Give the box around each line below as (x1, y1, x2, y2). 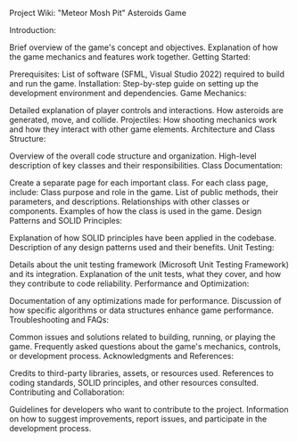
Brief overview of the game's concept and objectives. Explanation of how (9, 42, 278, 53)
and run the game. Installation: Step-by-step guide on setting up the (9, 78, 259, 88)
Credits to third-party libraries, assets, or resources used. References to (9, 368, 274, 378)
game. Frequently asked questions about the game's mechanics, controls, (9, 341, 281, 351)
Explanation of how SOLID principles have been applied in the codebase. (9, 233, 276, 243)
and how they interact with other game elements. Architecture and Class (9, 124, 276, 135)
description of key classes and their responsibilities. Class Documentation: (9, 160, 284, 170)
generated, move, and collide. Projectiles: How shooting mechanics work (9, 115, 277, 125)
